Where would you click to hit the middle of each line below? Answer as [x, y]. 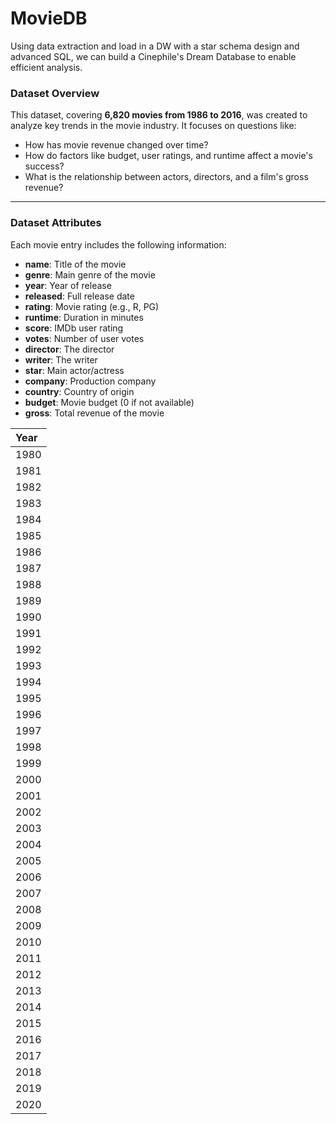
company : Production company [90, 381]
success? [44, 166]
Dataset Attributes [56, 223]
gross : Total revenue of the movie [94, 413]
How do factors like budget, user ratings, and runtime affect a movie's [168, 156]
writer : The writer [61, 359]
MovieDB [49, 18]
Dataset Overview [55, 93]
